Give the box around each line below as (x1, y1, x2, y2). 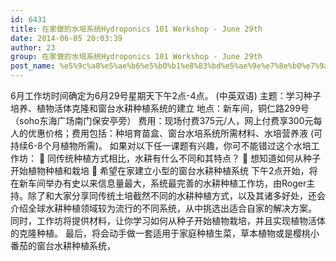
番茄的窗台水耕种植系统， (10, 240, 116, 251)
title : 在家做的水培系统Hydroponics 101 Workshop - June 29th (10, 24, 263, 34)
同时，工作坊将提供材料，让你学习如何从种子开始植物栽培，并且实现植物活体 (10, 215, 326, 226)
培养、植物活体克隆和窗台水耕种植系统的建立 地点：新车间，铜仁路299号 (10, 102, 310, 114)
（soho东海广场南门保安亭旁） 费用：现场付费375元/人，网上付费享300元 (10, 115, 314, 126)
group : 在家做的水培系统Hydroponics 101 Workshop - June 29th (10, 52, 263, 62)
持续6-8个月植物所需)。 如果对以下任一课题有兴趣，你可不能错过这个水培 (10, 140, 312, 151)
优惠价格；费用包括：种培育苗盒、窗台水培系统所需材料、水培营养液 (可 (27, 127, 323, 139)
